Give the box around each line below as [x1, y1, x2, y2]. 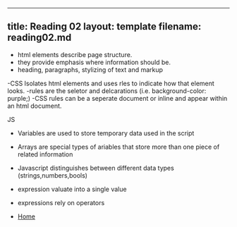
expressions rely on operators [17, 198, 105, 207]
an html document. [7, 102, 62, 110]
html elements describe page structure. [17, 50, 133, 59]
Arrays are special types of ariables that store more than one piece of [17, 142, 220, 151]
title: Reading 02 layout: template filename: [7, 20, 202, 32]
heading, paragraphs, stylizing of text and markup [17, 65, 164, 74]
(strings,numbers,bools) [17, 171, 88, 180]
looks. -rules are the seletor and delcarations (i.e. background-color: [7, 86, 207, 95]
